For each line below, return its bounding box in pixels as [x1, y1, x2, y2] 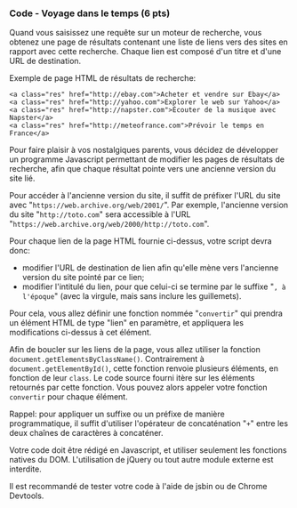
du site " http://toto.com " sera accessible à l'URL [9, 209, 191, 220]
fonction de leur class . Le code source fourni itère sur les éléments [9, 373, 255, 383]
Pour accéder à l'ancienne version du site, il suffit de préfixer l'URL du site [9, 190, 281, 201]
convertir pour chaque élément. [9, 391, 128, 402]
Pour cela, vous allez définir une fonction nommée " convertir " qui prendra [9, 308, 283, 319]
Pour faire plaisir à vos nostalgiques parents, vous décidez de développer [9, 145, 278, 156]
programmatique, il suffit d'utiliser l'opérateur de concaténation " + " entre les [9, 418, 289, 429]
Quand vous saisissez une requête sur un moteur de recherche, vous [9, 28, 262, 38]
